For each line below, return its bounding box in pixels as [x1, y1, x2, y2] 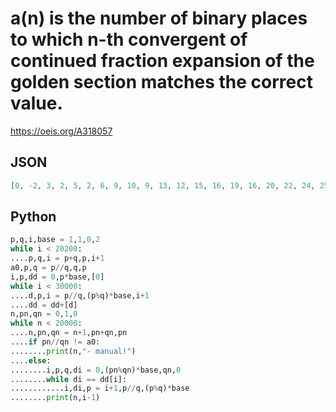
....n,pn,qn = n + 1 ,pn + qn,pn [10, 328, 128, 338]
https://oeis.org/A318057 [10, 125, 113, 137]
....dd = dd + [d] [10, 300, 78, 310]
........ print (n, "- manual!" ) [10, 346, 137, 356]
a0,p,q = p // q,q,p [10, 263, 87, 273]
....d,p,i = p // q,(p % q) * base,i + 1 [10, 290, 150, 301]
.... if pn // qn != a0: [10, 337, 101, 347]
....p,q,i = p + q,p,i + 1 [10, 253, 105, 264]
